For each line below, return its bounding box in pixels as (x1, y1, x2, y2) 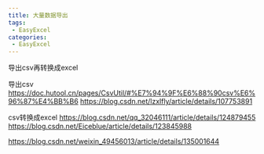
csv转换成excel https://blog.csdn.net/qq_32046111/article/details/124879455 (8, 113, 256, 122)
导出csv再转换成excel (8, 63, 79, 73)
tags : (8, 19, 26, 27)
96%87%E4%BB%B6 (8, 97, 79, 106)
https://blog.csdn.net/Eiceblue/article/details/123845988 (8, 122, 192, 131)
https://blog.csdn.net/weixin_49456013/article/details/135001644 (8, 137, 220, 146)
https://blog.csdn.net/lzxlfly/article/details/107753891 (79, 97, 253, 106)
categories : (8, 33, 47, 41)
